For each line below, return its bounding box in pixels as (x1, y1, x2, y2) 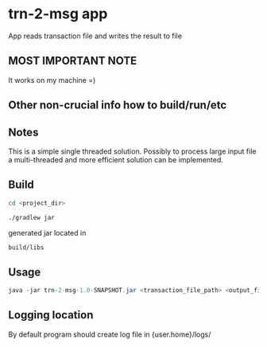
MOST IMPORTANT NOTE (8, 54, 137, 68)
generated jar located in (8, 228, 87, 237)
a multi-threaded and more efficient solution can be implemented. (8, 154, 224, 164)
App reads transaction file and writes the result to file (8, 31, 183, 41)
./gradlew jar (8, 213, 56, 221)
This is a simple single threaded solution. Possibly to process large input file (8, 146, 257, 156)
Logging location (8, 308, 94, 322)
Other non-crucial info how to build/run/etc (8, 99, 227, 112)
